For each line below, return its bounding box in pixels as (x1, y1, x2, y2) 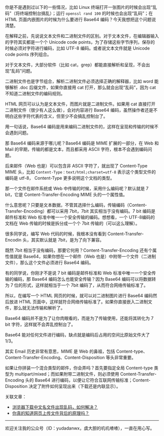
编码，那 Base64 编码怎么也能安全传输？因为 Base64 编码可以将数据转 (13, 276, 156, 282)
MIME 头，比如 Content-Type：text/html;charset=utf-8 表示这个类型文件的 (5, 169, 156, 175)
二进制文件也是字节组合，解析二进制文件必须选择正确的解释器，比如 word (5, 78, 154, 84)
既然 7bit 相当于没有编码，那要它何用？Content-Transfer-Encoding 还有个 (5, 247, 153, 253)
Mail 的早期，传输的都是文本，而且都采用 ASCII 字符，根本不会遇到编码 (5, 146, 148, 152)
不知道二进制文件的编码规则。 (5, 91, 65, 97)
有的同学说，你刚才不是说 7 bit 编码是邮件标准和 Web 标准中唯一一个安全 (5, 270, 152, 276)
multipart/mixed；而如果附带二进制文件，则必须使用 (14, 371, 120, 377)
